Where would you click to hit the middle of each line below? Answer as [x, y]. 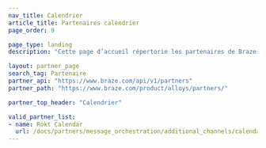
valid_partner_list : [42, 117]
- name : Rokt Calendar [46, 124]
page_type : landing [40, 44]
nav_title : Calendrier [46, 15]
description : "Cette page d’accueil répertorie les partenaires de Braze [133, 52]
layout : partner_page [44, 66]
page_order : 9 [32, 30]
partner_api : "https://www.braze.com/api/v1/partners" [101, 81]
